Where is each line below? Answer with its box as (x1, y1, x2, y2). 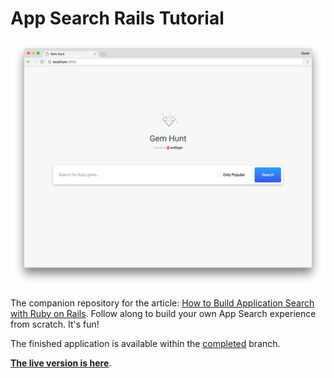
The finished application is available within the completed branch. (10, 337, 281, 349)
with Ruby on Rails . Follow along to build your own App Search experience (10, 307, 317, 319)
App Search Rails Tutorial (10, 7, 225, 30)
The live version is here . (10, 357, 112, 369)
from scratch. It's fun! (10, 318, 100, 330)
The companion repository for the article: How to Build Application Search (10, 297, 315, 309)
